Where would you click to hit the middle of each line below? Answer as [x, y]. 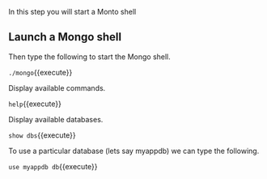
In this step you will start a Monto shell [72, 12]
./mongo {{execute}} [40, 72]
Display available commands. [57, 87]
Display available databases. [56, 119]
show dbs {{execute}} [42, 135]
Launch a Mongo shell [65, 37]
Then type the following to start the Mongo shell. [90, 57]
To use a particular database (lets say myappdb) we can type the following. [134, 151]
